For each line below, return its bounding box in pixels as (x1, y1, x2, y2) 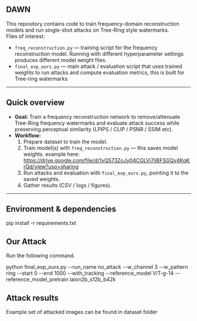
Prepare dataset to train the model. (23, 138, 108, 145)
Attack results (6, 293, 59, 303)
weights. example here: (23, 151, 80, 158)
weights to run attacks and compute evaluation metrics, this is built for (14, 69, 185, 76)
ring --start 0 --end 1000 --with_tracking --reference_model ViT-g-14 (6, 269, 174, 277)
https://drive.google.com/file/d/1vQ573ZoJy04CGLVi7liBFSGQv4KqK (23, 156, 190, 163)
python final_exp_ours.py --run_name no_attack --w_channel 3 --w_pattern (6, 264, 189, 271)
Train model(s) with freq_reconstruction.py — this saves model (23, 144, 178, 151)
